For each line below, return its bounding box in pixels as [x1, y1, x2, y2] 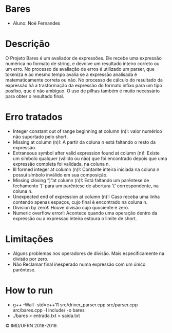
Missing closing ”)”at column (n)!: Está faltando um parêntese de [12, 177, 149, 183]
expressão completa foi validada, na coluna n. [12, 161, 110, 167]
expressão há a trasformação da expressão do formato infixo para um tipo [5, 82, 163, 88]
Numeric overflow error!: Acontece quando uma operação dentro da [12, 210, 158, 216]
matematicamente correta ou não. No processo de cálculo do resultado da [5, 76, 163, 83]
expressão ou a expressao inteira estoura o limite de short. [12, 215, 137, 221]
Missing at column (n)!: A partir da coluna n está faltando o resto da [12, 139, 156, 145]
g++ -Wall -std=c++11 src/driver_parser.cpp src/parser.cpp [12, 301, 138, 308]
